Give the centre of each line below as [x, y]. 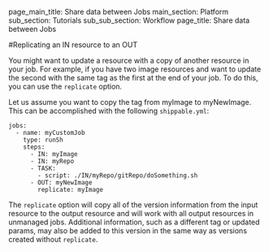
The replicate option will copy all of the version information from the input [133, 205]
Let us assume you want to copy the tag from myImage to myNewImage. [130, 102]
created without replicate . [53, 239]
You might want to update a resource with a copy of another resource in [129, 61]
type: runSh [43, 140]
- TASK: [43, 168]
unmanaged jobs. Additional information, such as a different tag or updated [134, 222]
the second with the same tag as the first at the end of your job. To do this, [133, 78]
